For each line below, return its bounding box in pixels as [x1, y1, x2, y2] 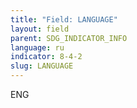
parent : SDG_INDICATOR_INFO [10, 33, 128, 43]
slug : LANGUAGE [10, 61, 74, 71]
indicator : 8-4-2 [10, 52, 83, 62]
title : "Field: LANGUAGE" [10, 14, 118, 25]
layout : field [10, 24, 70, 34]
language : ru [10, 42, 65, 53]
